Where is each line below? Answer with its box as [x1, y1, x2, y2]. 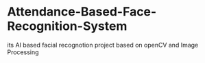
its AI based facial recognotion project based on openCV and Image [7, 41, 199, 49]
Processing [7, 48, 39, 56]
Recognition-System [7, 18, 128, 34]
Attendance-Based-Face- [7, 4, 157, 20]
